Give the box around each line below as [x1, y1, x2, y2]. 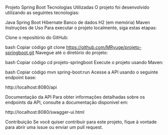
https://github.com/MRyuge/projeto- [66, 44, 142, 50]
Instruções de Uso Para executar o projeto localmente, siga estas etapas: [5, 25, 157, 31]
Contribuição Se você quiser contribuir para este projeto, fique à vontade [5, 119, 157, 125]
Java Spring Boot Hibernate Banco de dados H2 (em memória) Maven [5, 20, 150, 25]
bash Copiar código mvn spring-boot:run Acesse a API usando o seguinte [5, 69, 158, 75]
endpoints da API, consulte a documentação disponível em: [5, 99, 128, 105]
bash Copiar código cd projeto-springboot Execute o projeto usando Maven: [5, 59, 163, 65]
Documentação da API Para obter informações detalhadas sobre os [5, 94, 145, 100]
